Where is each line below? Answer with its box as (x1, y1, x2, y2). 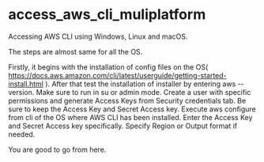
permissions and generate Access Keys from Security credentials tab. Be (8, 96, 247, 105)
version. (8, 87, 35, 96)
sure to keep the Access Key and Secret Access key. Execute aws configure (8, 104, 257, 114)
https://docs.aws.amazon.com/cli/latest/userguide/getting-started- (8, 70, 227, 80)
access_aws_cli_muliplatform (8, 6, 206, 24)
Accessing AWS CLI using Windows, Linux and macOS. (8, 32, 188, 41)
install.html (8, 79, 43, 89)
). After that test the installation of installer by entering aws (44, 79, 236, 89)
